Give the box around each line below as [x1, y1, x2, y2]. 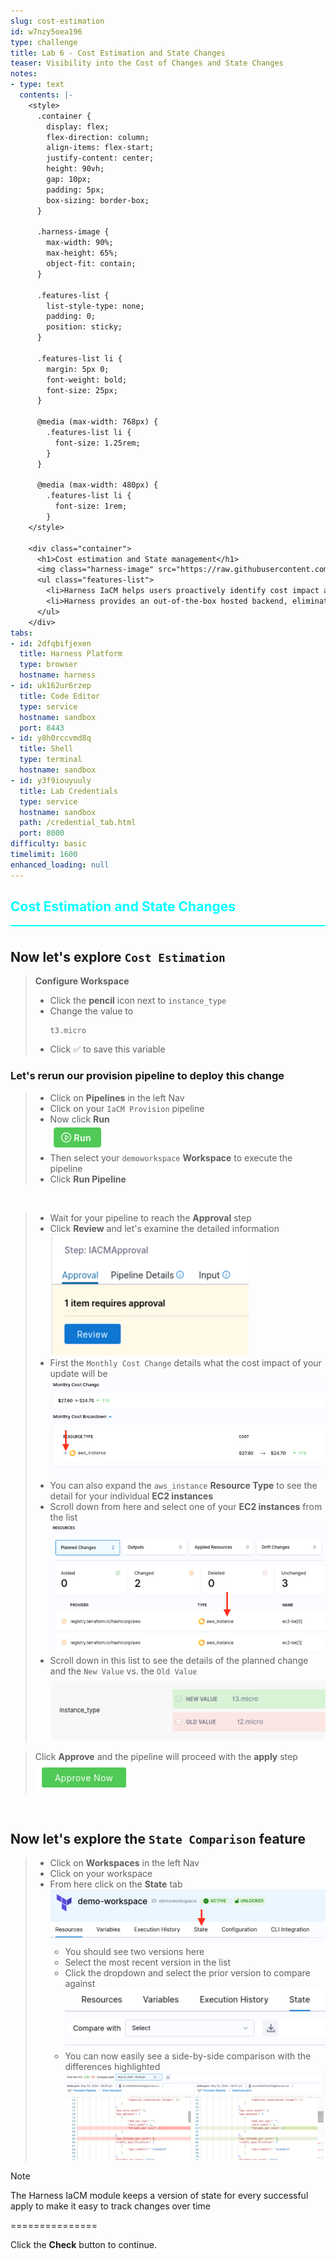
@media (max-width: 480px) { [36, 480, 159, 490]
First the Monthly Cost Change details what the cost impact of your [49, 1356, 322, 1369]
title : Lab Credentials [19, 786, 118, 796]
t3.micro [49, 1026, 87, 1036]
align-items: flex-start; [46, 143, 155, 153]
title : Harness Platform [19, 649, 123, 659]
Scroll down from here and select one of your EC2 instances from [49, 1500, 323, 1512]
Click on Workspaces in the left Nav [49, 1857, 200, 1869]
